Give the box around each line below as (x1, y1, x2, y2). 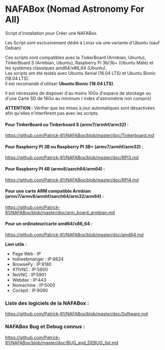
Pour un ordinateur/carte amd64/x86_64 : (5, 221, 93, 227)
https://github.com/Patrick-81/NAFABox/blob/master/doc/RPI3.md (5, 155, 139, 160)
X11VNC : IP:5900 (12, 266, 48, 272)
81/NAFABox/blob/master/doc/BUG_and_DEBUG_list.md (5, 340, 119, 346)
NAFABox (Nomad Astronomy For (5, 3, 144, 15)
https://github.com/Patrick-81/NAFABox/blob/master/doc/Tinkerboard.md (5, 132, 154, 138)
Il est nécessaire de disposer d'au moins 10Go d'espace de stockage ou (5, 90, 151, 96)
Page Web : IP (12, 251, 41, 256)
